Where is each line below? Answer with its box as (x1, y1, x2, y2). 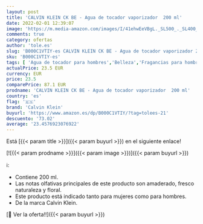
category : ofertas (6, 37, 53, 43)
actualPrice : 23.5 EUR (6, 65, 63, 71)
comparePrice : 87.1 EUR (6, 82, 66, 88)
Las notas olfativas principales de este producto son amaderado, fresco (14, 180, 195, 187)
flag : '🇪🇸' (6, 98, 36, 104)
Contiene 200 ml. (14, 173, 59, 181)
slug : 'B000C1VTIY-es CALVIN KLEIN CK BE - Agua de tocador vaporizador (6, 48, 193, 54)
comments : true (6, 31, 45, 37)
